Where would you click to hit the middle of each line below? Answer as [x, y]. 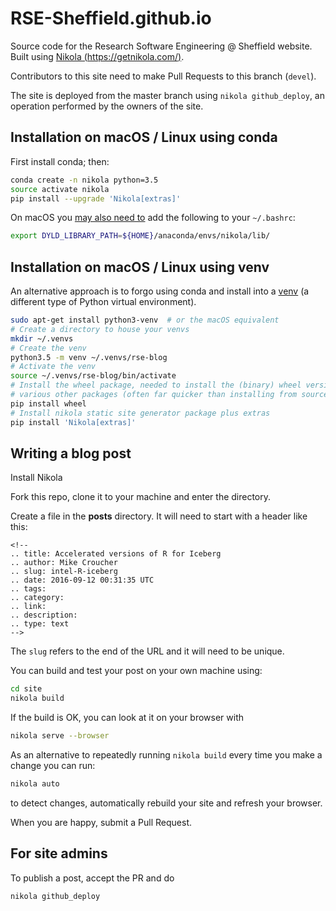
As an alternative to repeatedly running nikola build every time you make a [166, 755]
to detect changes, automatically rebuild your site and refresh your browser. [166, 803]
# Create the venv [48, 348]
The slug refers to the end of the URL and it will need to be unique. [147, 651]
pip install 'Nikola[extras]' [73, 422]
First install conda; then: [60, 161]
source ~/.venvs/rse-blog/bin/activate [93, 376]
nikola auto [35, 784]
